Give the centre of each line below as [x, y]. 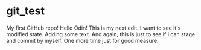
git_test [26, 11]
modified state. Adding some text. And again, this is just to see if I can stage [101, 34]
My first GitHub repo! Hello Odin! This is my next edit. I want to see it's [94, 28]
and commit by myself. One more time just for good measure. [82, 40]
